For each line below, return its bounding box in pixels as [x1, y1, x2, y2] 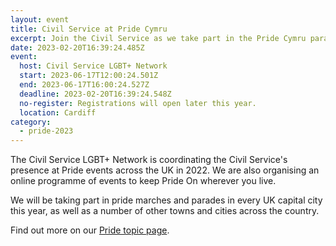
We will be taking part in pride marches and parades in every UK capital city [10, 194, 323, 206]
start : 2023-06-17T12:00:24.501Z [19, 71, 159, 81]
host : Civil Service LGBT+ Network [19, 61, 168, 71]
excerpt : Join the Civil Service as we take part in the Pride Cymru [10, 33, 307, 43]
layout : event [10, 14, 70, 25]
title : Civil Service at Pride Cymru [10, 24, 168, 34]
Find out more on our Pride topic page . [10, 224, 170, 236]
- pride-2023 [19, 126, 74, 136]
